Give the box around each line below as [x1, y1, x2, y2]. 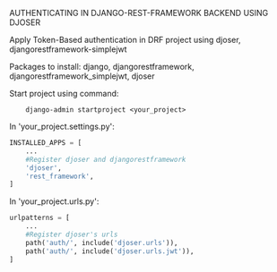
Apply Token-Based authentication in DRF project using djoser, [9, 35, 241, 45]
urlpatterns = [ [9, 214, 70, 223]
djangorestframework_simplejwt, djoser [9, 71, 155, 81]
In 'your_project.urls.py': [9, 196, 100, 207]
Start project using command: [9, 89, 119, 98]
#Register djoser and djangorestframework [25, 155, 186, 164]
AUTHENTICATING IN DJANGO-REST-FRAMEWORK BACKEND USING [9, 8, 269, 18]
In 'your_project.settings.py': [9, 121, 115, 132]
